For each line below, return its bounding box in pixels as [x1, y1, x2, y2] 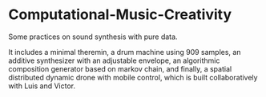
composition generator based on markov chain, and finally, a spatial [8, 64, 232, 73]
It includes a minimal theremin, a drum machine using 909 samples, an [8, 47, 241, 56]
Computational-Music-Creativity [8, 6, 232, 24]
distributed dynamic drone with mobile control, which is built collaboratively [8, 72, 258, 82]
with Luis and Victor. [8, 81, 76, 91]
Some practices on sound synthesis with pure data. [8, 32, 178, 41]
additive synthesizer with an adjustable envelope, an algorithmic [8, 56, 220, 65]
